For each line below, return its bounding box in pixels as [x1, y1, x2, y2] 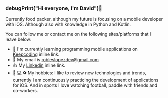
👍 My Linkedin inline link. [12, 62, 66, 68]
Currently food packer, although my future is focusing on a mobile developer [5, 16, 163, 22]
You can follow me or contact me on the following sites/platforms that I [5, 31, 151, 37]
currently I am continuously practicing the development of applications [12, 77, 159, 83]
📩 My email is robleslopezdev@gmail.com [12, 57, 99, 63]
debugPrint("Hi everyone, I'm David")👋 [5, 5, 102, 12]
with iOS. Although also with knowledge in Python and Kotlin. [5, 21, 131, 27]
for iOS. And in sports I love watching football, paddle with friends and [12, 82, 158, 88]
